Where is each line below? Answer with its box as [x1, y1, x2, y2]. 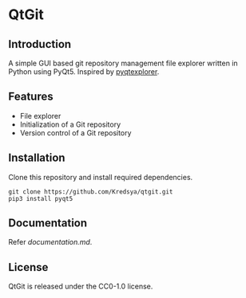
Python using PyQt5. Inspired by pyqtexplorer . [8, 67, 160, 76]
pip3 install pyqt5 [8, 194, 73, 202]
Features [8, 90, 54, 104]
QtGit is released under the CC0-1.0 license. [8, 281, 153, 292]
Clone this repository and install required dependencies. [8, 172, 193, 182]
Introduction [8, 37, 72, 51]
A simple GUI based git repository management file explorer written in [8, 58, 238, 68]
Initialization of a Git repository [19, 120, 121, 129]
